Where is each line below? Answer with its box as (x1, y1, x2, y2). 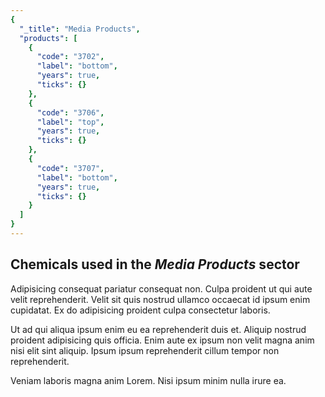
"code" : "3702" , (36, 52, 105, 62)
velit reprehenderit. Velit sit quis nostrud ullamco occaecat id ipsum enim (10, 293, 311, 305)
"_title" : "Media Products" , (19, 24, 141, 34)
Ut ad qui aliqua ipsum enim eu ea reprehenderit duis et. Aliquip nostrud (10, 323, 307, 335)
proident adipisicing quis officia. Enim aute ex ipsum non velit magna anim (10, 334, 315, 346)
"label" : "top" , (36, 117, 105, 127)
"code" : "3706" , (36, 107, 105, 118)
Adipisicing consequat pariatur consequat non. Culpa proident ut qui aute (10, 282, 313, 295)
